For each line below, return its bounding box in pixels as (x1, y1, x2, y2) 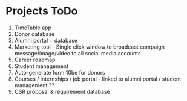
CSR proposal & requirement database (14, 88, 110, 95)
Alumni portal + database (14, 37, 78, 44)
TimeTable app (14, 24, 52, 31)
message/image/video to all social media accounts (14, 49, 141, 57)
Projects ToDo (5, 4, 78, 18)
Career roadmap (14, 56, 56, 63)
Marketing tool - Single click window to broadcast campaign (14, 43, 165, 50)
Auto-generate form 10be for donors (14, 69, 105, 76)
